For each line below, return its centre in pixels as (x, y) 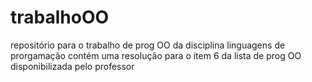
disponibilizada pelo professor (72, 66)
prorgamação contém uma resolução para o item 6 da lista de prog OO (156, 55)
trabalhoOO (60, 17)
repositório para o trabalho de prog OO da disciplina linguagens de (148, 45)
